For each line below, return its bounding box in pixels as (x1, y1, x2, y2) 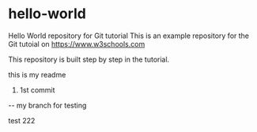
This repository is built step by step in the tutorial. (8, 55, 170, 64)
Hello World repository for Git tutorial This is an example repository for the (8, 31, 250, 40)
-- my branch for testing (8, 100, 87, 110)
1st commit (19, 85, 55, 95)
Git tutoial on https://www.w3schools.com (8, 39, 146, 48)
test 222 (8, 115, 36, 125)
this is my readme (8, 70, 66, 79)
